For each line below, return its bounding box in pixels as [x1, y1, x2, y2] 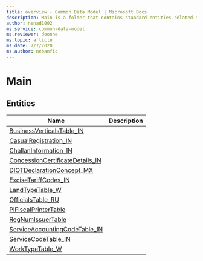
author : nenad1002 [6, 20, 53, 26]
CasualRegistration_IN [9, 136, 72, 145]
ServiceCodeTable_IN [9, 234, 71, 243]
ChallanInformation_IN [9, 146, 72, 154]
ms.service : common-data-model [6, 25, 85, 32]
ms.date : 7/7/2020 [6, 43, 53, 49]
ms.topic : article [6, 37, 53, 43]
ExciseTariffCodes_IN [9, 176, 70, 184]
